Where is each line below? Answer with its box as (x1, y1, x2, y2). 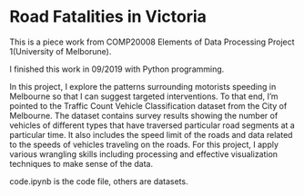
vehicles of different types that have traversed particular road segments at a (9, 120, 296, 131)
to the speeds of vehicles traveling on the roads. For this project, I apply (9, 139, 279, 150)
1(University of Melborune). (9, 45, 112, 56)
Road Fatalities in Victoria (9, 6, 208, 27)
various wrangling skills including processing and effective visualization (9, 148, 279, 160)
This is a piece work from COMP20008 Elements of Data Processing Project (9, 36, 295, 47)
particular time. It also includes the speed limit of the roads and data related (9, 129, 293, 140)
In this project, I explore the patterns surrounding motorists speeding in (9, 81, 277, 92)
